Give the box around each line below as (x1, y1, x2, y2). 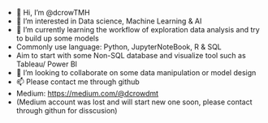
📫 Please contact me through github (15, 77, 140, 87)
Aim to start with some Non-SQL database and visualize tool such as (15, 51, 246, 60)
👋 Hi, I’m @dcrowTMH (15, 8, 91, 17)
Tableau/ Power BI (15, 59, 78, 69)
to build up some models (15, 33, 99, 43)
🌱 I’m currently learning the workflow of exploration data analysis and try (15, 25, 260, 34)
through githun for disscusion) (15, 106, 118, 115)
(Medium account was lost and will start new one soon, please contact (15, 97, 253, 107)
